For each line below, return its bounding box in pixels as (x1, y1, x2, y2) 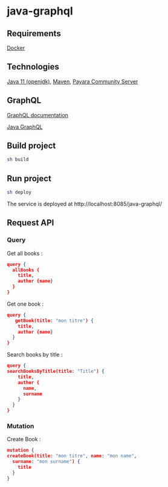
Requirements (7, 28, 61, 39)
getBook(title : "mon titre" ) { (15, 317, 94, 324)
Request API (7, 218, 54, 228)
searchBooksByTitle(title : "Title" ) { (7, 369, 105, 375)
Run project (7, 173, 52, 184)
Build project (7, 141, 56, 151)
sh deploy (7, 189, 32, 196)
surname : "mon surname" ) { (12, 459, 80, 465)
